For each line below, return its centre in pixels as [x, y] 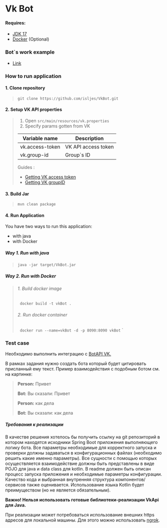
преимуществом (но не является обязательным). [58, 490]
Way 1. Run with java [27, 253]
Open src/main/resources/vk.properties [67, 121]
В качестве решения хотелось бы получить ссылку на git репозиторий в [82, 437]
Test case [17, 343]
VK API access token [89, 147]
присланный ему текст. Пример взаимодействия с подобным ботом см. [82, 369]
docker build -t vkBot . [45, 303]
